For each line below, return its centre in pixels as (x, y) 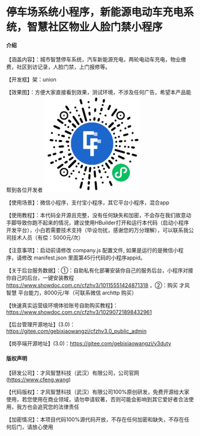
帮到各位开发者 (24, 190)
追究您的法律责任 (58, 407)
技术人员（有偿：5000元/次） (47, 238)
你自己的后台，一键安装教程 (40, 278)
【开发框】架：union (31, 80)
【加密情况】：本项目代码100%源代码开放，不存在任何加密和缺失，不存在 (95, 419)
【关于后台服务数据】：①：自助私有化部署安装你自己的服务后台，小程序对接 (100, 270)
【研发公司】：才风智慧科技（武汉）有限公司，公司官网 (73, 373)
